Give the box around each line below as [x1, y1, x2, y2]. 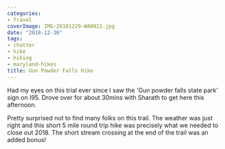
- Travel [7, 16, 32, 23]
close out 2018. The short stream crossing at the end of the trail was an [7, 128, 209, 137]
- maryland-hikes [7, 61, 57, 68]
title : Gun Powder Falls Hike [7, 67, 94, 74]
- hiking [7, 55, 32, 62]
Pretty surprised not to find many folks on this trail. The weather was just [7, 113, 213, 122]
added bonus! [7, 135, 47, 144]
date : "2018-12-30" [7, 29, 63, 36]
